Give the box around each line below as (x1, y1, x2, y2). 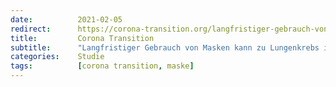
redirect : (10, 24, 52, 34)
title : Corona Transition (10, 33, 155, 43)
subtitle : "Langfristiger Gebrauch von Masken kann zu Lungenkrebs (10, 42, 320, 53)
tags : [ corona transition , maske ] (10, 61, 195, 71)
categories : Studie (10, 52, 105, 62)
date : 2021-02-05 (10, 14, 123, 25)
